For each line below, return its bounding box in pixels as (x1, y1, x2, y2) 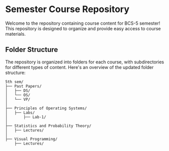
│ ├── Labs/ (5, 110, 35, 115)
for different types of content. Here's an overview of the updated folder (5, 64, 154, 70)
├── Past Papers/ (5, 84, 42, 89)
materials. (5, 31, 26, 37)
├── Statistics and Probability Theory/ (5, 123, 92, 128)
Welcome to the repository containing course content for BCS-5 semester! (5, 20, 160, 26)
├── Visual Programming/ (5, 136, 58, 141)
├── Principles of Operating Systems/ (5, 106, 87, 111)
